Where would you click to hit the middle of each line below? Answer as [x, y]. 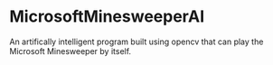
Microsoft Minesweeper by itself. [71, 51]
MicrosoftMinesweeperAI [107, 17]
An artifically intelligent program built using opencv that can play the [136, 42]
